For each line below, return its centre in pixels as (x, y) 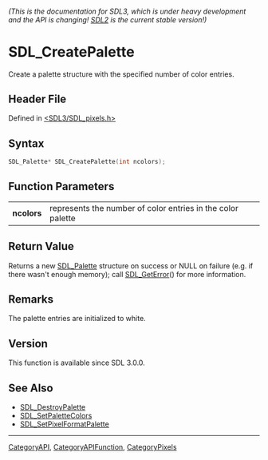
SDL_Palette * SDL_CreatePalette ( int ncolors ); (87, 162)
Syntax (26, 143)
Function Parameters (61, 186)
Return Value (41, 246)
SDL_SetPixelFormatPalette (64, 424)
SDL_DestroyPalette (53, 407)
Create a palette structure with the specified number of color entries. (121, 74)
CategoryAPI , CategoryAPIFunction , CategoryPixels (93, 447)
